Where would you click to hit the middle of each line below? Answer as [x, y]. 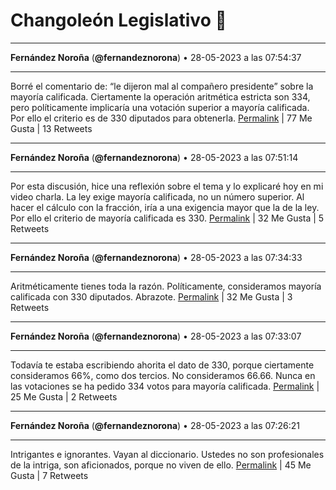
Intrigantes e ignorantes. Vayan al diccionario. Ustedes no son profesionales [167, 454]
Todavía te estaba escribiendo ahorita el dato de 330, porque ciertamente [162, 365]
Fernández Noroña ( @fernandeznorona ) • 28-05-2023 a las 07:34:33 [156, 257]
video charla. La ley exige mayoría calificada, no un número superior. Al [157, 196]
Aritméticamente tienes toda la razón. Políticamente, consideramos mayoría [166, 286]
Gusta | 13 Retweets [51, 128]
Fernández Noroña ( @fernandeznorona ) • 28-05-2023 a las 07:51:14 [154, 157]
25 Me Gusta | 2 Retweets [64, 396]
